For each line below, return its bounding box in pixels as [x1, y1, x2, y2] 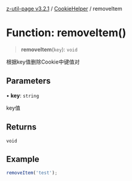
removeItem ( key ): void [20, 46, 78, 53]
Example [6, 154, 40, 164]
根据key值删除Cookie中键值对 [6, 58, 80, 65]
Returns [6, 122, 37, 132]
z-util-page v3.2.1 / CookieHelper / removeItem [6, 5, 123, 12]
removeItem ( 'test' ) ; [6, 170, 58, 176]
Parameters [6, 76, 51, 86]
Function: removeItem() [6, 26, 127, 40]
